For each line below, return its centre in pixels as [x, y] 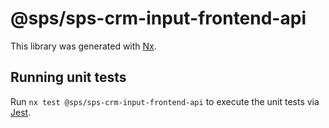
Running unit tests [68, 77]
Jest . [21, 112]
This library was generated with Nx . [83, 46]
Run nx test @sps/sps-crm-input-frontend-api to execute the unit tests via [165, 101]
